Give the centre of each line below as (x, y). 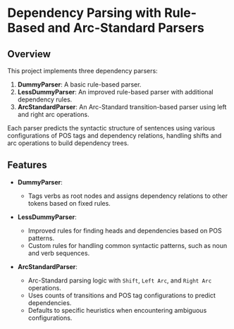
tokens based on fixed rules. (69, 203)
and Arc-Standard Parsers (126, 28)
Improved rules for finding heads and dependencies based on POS (125, 230)
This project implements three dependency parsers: (82, 71)
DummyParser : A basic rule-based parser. (79, 85)
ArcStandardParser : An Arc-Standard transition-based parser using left (122, 107)
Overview (29, 54)
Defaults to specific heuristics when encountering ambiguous (117, 310)
